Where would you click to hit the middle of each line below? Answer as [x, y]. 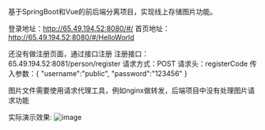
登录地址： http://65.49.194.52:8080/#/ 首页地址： [89, 29]
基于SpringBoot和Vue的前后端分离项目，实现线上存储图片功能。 [113, 11]
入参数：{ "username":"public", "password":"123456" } [98, 73]
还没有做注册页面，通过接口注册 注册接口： [78, 54]
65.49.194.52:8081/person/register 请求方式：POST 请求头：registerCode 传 [132, 63]
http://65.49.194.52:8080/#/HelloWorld [71, 37]
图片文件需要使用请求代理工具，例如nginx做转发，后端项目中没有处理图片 [128, 90]
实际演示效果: [30, 117]
